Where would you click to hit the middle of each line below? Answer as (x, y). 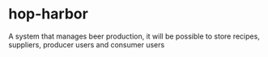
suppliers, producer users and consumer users (87, 44)
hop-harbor (49, 14)
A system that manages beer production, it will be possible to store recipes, (134, 36)
